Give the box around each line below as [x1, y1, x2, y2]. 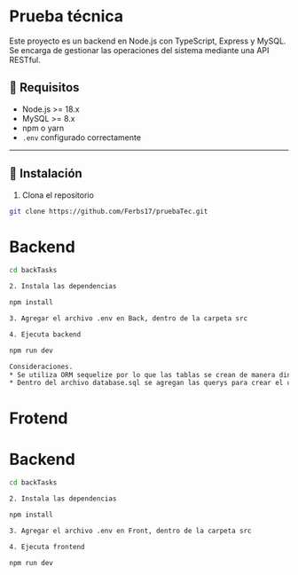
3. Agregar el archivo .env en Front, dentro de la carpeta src [9, 526, 252, 535]
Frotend [9, 408, 68, 429]
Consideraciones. [9, 362, 74, 371]
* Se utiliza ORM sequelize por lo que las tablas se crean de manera [9, 370, 276, 379]
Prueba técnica [9, 6, 124, 27]
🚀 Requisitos [9, 80, 80, 95]
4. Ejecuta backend [9, 330, 82, 339]
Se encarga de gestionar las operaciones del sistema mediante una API [9, 44, 270, 55]
